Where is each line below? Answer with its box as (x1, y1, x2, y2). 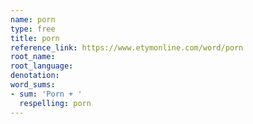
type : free (10, 24, 56, 34)
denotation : (10, 71, 60, 81)
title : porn (10, 33, 60, 43)
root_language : (10, 61, 74, 71)
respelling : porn (19, 98, 92, 108)
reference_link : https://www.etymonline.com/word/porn (10, 42, 244, 53)
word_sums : (10, 80, 56, 90)
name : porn (10, 14, 56, 25)
